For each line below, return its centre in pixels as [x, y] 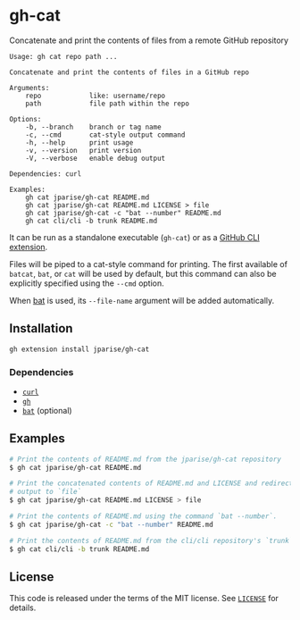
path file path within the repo [108, 104]
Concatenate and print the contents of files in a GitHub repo [129, 72]
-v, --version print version [83, 150]
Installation [41, 328]
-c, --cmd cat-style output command [105, 135]
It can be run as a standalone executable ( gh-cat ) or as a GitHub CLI [135, 237]
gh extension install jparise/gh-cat [79, 349]
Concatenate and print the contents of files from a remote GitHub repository [149, 40]
